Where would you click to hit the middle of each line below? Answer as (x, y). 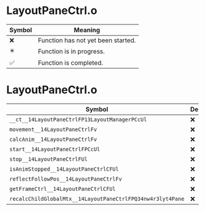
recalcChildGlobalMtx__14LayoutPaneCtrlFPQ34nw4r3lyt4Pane (97, 198)
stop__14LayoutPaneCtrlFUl (49, 159)
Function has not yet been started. (87, 40)
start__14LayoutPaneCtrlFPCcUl (55, 149)
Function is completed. (70, 63)
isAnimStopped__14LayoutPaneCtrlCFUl (64, 169)
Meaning (87, 30)
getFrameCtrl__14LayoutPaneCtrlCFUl (63, 189)
